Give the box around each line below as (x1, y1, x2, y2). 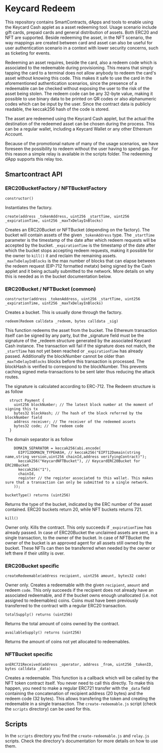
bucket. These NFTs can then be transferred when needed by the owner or (5, 545, 156, 551)
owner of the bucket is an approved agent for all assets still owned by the (5, 540, 152, 546)
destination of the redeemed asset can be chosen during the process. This (5, 120, 155, 127)
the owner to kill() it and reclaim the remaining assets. (5, 252, 117, 258)
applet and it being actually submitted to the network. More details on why (5, 268, 154, 274)
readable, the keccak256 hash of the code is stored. (5, 106, 110, 112)
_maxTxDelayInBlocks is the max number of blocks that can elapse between (5, 258, 156, 264)
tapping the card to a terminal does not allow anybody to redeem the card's (5, 70, 157, 76)
